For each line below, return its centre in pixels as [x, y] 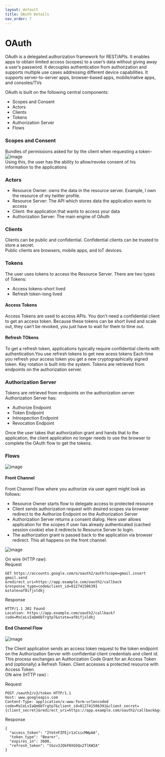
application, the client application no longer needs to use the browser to [78, 438]
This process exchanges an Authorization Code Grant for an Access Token [81, 659]
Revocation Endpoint [33, 423]
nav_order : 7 [18, 19]
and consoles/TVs [23, 83]
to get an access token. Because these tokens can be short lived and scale [81, 321]
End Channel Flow [24, 628]
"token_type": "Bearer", [35, 737]
